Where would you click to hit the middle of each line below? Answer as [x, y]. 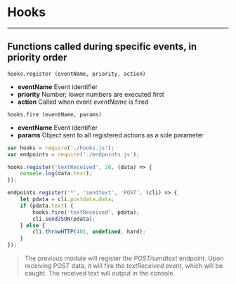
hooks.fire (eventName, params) [54, 114]
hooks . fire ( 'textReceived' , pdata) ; [86, 212]
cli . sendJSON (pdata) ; [64, 219]
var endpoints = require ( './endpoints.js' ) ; [73, 154]
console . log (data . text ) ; [56, 174]
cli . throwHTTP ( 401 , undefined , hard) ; [89, 232]
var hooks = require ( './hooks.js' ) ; [61, 148]
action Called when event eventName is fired [83, 102]
